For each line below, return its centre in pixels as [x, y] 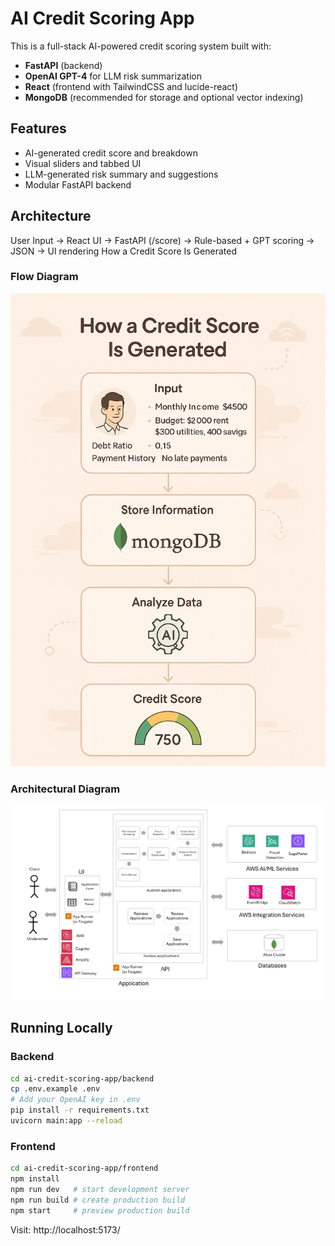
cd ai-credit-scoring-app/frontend [84, 1168]
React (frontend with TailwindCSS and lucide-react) [131, 86]
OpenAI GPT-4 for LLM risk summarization [113, 76]
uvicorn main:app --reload [66, 1121]
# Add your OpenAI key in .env [75, 1100]
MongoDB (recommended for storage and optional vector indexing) [164, 97]
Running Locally [61, 1028]
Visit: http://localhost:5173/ [65, 1229]
